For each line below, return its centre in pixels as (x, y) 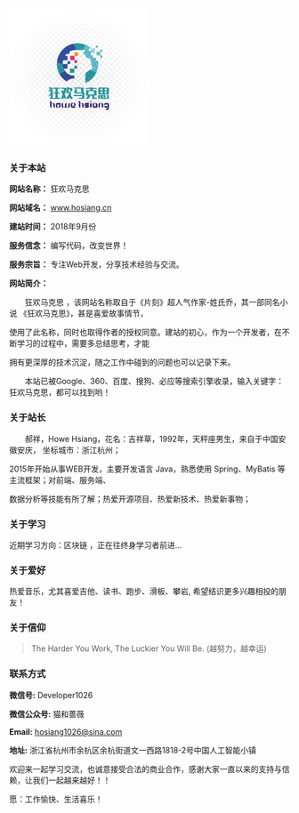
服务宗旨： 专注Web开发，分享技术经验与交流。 (97, 264)
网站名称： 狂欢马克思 (49, 189)
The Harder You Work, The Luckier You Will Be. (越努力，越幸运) (149, 648)
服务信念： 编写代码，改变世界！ (69, 246)
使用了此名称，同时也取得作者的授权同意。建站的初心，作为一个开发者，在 (145, 333)
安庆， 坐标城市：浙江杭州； (69, 450)
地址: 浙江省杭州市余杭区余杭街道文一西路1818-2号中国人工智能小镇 (133, 750)
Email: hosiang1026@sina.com (66, 731)
